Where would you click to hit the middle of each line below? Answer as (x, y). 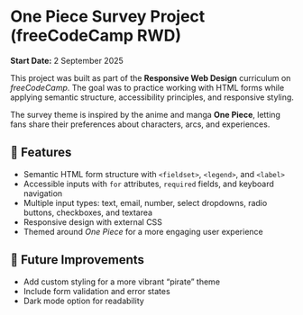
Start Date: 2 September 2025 (67, 60)
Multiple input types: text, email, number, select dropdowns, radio (145, 202)
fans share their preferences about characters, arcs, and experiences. (140, 124)
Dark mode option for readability (84, 301)
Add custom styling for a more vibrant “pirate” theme (121, 282)
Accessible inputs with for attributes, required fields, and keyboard (148, 184)
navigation (43, 193)
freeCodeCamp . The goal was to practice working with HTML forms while (147, 87)
